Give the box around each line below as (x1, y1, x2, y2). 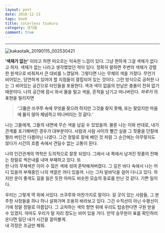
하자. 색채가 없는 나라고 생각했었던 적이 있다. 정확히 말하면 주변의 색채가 (10, 64, 148, 70)
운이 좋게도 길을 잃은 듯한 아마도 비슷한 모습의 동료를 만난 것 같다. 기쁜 (14, 175, 149, 181)
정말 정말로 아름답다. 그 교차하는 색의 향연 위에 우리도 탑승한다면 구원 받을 (14, 204, 156, 210)
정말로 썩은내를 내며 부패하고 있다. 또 (10, 157, 81, 162)
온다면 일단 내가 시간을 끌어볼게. (5, 216, 67, 222)
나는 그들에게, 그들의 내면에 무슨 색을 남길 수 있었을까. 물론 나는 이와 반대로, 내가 (5, 122, 160, 128)
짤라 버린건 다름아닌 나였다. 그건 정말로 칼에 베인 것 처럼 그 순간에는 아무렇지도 (5, 134, 156, 140)
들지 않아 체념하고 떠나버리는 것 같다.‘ (22, 111, 94, 117)
